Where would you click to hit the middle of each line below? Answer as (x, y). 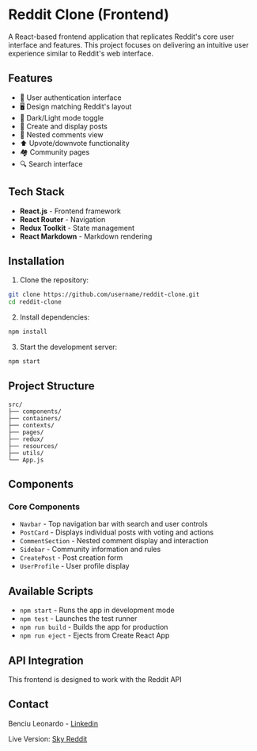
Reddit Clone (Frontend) (89, 15)
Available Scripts (51, 591)
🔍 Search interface (51, 163)
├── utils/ (26, 453)
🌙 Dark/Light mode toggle (62, 117)
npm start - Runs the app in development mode (97, 610)
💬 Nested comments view (61, 134)
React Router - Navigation (62, 219)
